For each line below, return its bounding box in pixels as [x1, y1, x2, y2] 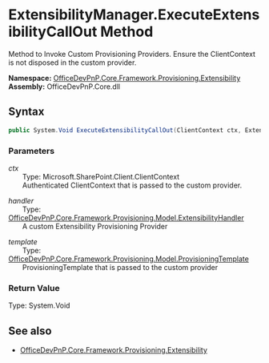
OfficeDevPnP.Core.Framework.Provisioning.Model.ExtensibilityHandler [8, 212, 244, 222]
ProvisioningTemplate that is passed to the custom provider [22, 262, 219, 272]
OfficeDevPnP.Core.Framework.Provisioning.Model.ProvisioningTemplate [8, 254, 250, 264]
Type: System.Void [8, 300, 70, 310]
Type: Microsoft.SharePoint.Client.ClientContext [22, 171, 180, 181]
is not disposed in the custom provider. [8, 58, 137, 67]
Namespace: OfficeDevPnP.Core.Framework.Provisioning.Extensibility [8, 73, 241, 83]
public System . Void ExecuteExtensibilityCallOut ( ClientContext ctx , [8, 126, 242, 134]
